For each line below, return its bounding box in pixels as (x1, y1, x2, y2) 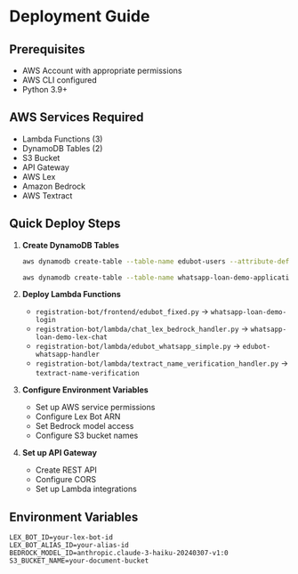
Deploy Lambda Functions (21, 289, 122, 300)
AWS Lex (21, 171, 56, 182)
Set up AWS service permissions (35, 402, 156, 413)
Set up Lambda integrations (35, 483, 138, 495)
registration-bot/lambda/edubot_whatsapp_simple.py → (35, 341, 241, 352)
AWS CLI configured (21, 75, 98, 85)
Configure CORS (35, 474, 96, 485)
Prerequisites (9, 42, 85, 57)
